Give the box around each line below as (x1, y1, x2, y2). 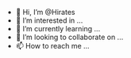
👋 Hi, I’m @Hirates (15, 8, 75, 16)
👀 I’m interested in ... (15, 16, 83, 25)
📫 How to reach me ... (15, 42, 90, 50)
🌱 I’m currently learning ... (15, 24, 101, 33)
